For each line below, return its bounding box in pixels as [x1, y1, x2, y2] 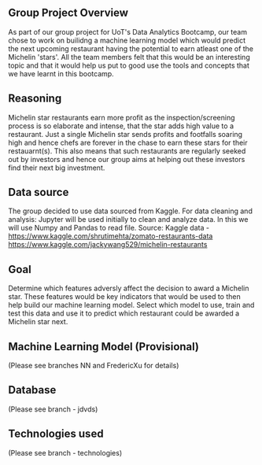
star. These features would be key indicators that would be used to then [8, 292, 242, 301]
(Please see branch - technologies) [8, 448, 123, 457]
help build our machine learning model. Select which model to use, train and [8, 301, 255, 310]
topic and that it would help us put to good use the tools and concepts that [8, 61, 250, 70]
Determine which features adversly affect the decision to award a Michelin [8, 283, 249, 293]
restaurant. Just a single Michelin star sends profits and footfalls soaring [8, 129, 242, 138]
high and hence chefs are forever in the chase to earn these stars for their [8, 138, 248, 147]
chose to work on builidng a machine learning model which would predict [8, 35, 246, 45]
